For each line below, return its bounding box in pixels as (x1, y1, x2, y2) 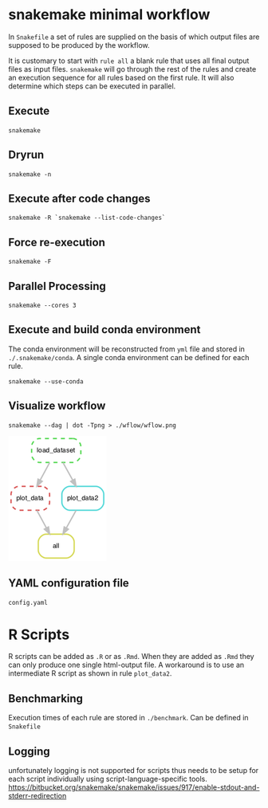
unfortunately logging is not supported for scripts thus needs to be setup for (8, 766, 259, 775)
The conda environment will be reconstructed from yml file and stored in (8, 344, 246, 354)
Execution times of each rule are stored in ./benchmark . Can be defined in (8, 713, 249, 723)
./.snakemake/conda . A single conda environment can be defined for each (8, 352, 250, 362)
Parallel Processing (8, 279, 106, 292)
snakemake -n (8, 170, 52, 178)
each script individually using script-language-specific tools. (8, 775, 207, 783)
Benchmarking (8, 692, 84, 705)
